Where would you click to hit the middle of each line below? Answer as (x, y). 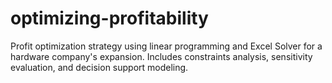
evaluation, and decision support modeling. (99, 67)
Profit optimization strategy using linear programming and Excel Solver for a (166, 46)
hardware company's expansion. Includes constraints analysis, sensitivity (161, 56)
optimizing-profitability (109, 18)
